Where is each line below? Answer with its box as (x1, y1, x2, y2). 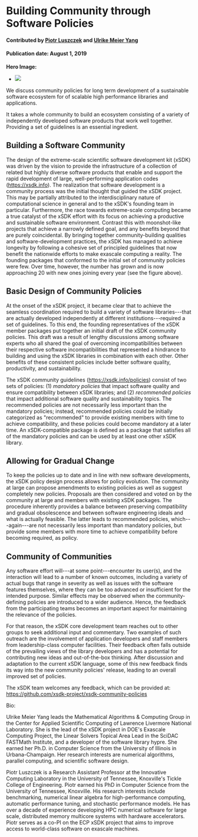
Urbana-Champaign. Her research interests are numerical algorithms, (6, 751, 175, 758)
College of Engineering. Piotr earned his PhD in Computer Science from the (6, 781, 189, 789)
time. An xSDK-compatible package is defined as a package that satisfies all (6, 426, 191, 434)
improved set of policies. (6, 673, 66, 680)
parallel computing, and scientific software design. (6, 757, 129, 764)
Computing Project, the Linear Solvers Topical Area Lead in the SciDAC (6, 732, 179, 740)
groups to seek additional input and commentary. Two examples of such (6, 629, 181, 636)
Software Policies (6, 17, 94, 30)
